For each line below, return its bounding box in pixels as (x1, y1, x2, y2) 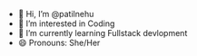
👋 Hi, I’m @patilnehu (17, 9, 94, 19)
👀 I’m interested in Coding (17, 18, 115, 29)
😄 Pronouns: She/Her (17, 37, 101, 48)
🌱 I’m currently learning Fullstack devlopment (17, 28, 188, 38)
